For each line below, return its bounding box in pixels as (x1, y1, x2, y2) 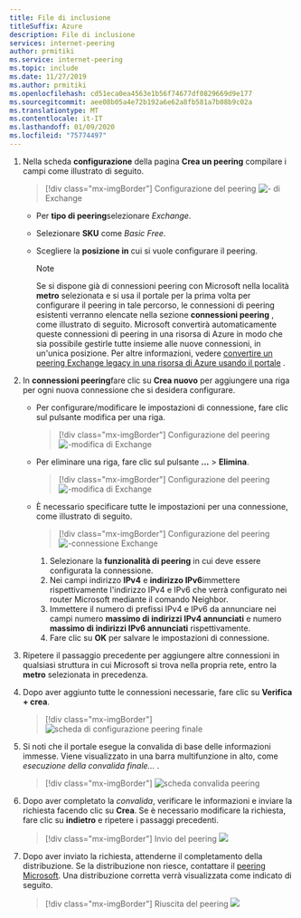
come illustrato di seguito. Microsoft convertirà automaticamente (35, 319, 277, 330)
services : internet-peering (9, 38, 116, 48)
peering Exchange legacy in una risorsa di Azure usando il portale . (35, 357, 287, 368)
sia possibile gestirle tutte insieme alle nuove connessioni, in (35, 338, 261, 349)
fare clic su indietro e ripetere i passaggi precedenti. (22, 814, 219, 825)
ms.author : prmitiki (9, 81, 88, 90)
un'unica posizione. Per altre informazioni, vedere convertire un (35, 348, 273, 359)
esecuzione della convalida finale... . (22, 760, 160, 770)
